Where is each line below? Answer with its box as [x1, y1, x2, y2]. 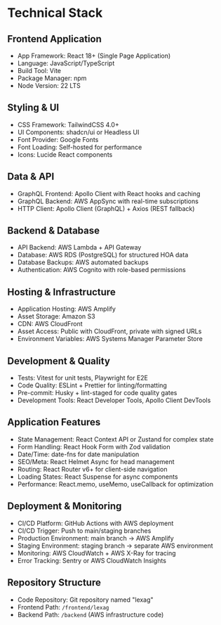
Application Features [7, 416, 101, 428]
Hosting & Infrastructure [7, 286, 116, 298]
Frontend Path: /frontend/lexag [17, 603, 109, 611]
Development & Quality [7, 355, 111, 367]
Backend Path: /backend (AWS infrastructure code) [17, 610, 164, 619]
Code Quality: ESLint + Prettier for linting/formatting [17, 381, 167, 389]
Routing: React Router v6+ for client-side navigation [17, 465, 168, 473]
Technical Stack [7, 5, 103, 21]
